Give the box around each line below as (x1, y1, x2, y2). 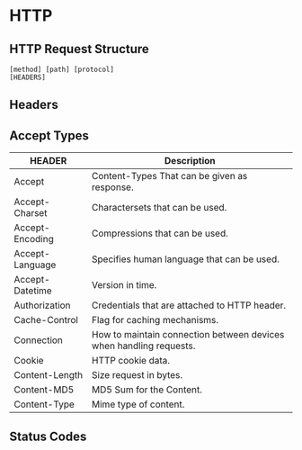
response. (91, 181, 134, 193)
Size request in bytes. (91, 369, 183, 382)
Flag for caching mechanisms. (91, 314, 219, 327)
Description (164, 155, 216, 167)
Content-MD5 (13, 383, 75, 396)
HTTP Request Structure (9, 41, 150, 57)
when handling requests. (91, 339, 196, 352)
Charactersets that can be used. (91, 202, 227, 214)
